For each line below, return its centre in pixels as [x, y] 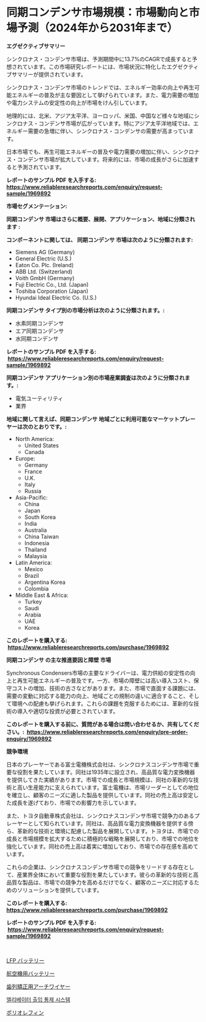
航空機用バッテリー [31, 973]
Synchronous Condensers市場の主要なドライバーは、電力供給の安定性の [98, 673]
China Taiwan [42, 536]
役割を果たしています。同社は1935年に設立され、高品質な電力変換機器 [106, 772]
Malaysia [36, 556]
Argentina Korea [45, 582]
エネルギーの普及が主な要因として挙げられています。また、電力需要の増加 [105, 95]
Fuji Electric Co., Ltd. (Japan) [52, 284]
